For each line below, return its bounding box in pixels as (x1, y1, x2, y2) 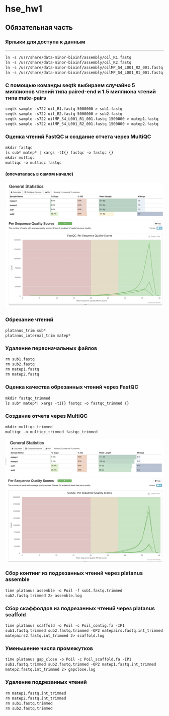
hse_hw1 (5, 3, 43, 15)
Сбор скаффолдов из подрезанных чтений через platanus (5, 605, 155, 612)
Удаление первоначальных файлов (5, 345, 97, 352)
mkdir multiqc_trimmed (5, 424, 53, 430)
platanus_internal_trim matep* (5, 333, 71, 338)
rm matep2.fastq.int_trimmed (5, 696, 66, 701)
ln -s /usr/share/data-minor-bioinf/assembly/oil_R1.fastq (5, 55, 132, 60)
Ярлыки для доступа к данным (5, 38, 86, 45)
